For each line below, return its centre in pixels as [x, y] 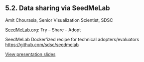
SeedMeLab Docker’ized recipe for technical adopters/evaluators [72, 39]
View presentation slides [30, 54]
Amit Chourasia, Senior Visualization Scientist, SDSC [59, 20]
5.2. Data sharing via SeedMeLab [58, 8]
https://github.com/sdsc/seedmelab [42, 45]
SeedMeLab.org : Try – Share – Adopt [43, 30]
